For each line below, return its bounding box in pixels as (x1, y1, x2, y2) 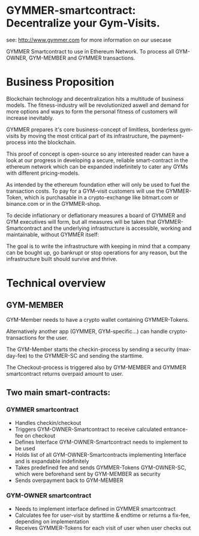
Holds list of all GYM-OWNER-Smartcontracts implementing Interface (14, 451, 186, 458)
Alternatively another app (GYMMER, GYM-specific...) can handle (6, 328, 168, 335)
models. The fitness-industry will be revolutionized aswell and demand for (6, 101, 189, 109)
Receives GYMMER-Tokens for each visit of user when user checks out (14, 524, 191, 531)
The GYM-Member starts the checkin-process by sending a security (6, 346, 176, 353)
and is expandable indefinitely (14, 457, 89, 465)
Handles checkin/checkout (14, 419, 82, 426)
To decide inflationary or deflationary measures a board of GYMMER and (6, 211, 186, 219)
